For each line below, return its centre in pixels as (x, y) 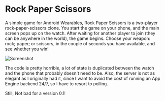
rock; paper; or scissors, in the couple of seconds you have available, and (80, 43)
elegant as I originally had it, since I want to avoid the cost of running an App (83, 78)
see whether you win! (27, 49)
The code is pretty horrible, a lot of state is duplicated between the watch (80, 68)
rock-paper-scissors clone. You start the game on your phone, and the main (82, 28)
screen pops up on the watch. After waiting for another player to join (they (80, 33)
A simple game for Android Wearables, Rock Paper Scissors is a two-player (82, 23)
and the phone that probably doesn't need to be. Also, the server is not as (80, 73)
